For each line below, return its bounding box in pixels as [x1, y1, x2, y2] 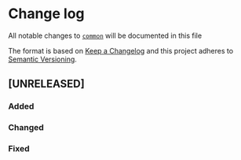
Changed [8, 122, 45, 133]
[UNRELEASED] [8, 77, 85, 91]
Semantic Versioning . [8, 54, 77, 64]
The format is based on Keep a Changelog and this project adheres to [8, 46, 234, 55]
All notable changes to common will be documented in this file [8, 31, 203, 40]
